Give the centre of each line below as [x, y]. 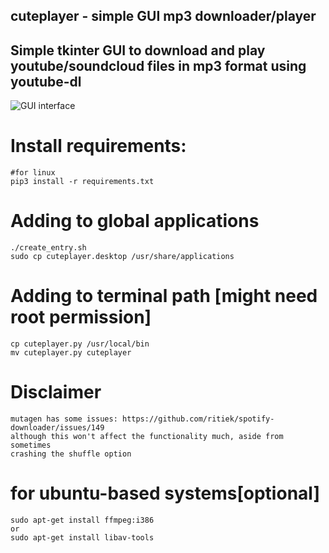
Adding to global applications [135, 221]
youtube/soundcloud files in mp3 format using [158, 65]
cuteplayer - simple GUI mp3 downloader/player [163, 16]
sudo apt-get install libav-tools [82, 537]
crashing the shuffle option [71, 454]
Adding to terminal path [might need [164, 296]
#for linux [33, 173]
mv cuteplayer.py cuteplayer [71, 353]
